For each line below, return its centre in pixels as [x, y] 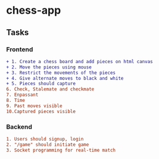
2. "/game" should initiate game [48, 144]
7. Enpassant [22, 95]
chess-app [34, 10]
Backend [19, 127]
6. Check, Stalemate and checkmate [50, 89]
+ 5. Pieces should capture [41, 84]
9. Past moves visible [34, 106]
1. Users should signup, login [45, 139]
